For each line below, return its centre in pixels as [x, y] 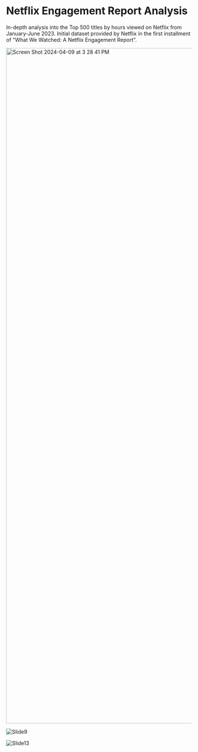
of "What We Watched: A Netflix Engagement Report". [72, 40]
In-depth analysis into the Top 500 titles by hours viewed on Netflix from [94, 27]
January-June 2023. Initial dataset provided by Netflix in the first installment [98, 33]
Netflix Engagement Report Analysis [97, 11]
